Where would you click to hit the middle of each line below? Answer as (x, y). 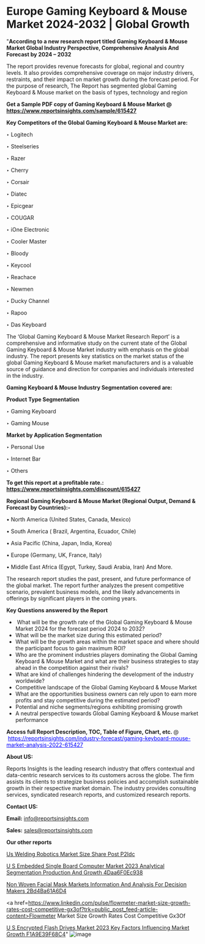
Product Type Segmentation (43, 399)
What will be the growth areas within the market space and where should (107, 642)
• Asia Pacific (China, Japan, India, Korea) (59, 543)
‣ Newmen (20, 289)
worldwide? (30, 681)
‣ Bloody (17, 253)
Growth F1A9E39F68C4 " (37, 934)
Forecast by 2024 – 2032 (39, 54)
